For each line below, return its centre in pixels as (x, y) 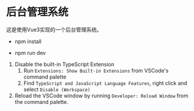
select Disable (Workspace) (57, 89)
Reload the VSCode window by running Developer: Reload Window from (101, 96)
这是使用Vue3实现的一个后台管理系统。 (54, 30)
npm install (28, 41)
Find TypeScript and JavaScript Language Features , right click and (105, 83)
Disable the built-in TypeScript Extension (64, 64)
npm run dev (30, 53)
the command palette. (41, 102)
